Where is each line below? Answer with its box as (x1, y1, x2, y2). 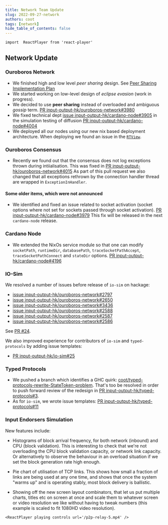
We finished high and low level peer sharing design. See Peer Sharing (12, 80, 157, 86)
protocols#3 (12, 393, 38, 399)
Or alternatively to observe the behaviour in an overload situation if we (12, 454, 158, 460)
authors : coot (5, 17, 35, 22)
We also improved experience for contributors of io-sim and (5, 338, 129, 344)
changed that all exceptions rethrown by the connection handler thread (12, 174, 159, 180)
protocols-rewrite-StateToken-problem (12, 382, 93, 388)
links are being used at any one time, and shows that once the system (12, 474, 157, 480)
